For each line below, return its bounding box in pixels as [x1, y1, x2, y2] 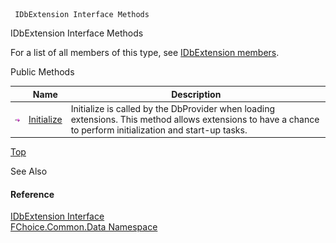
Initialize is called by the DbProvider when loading [70, 102, 275, 114]
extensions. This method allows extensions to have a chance [70, 113, 320, 125]
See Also [10, 165, 48, 178]
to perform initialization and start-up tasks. [70, 124, 248, 136]
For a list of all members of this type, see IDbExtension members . [10, 47, 280, 58]
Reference [10, 188, 55, 200]
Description [171, 88, 222, 100]
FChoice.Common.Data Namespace [10, 221, 158, 233]
